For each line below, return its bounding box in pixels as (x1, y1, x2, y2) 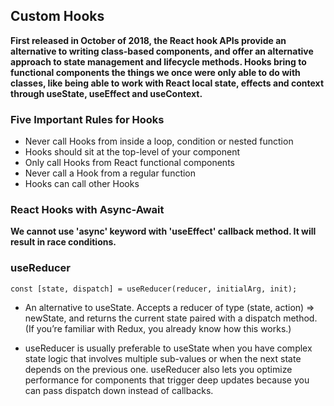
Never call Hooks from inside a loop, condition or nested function (24, 135, 294, 148)
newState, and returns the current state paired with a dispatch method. (24, 312, 318, 324)
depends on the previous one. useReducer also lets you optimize (24, 363, 293, 375)
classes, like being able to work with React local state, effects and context (10, 77, 325, 89)
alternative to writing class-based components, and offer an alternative (10, 45, 314, 57)
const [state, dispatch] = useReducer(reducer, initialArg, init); (10, 284, 298, 294)
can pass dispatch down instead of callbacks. (24, 384, 214, 396)
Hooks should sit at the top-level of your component (24, 146, 240, 158)
